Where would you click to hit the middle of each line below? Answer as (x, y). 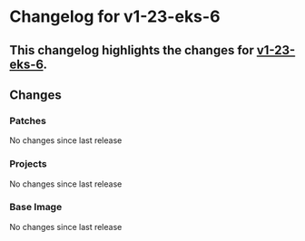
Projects (28, 164)
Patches (28, 120)
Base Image (36, 207)
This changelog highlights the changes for (132, 50)
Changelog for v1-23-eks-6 (115, 17)
